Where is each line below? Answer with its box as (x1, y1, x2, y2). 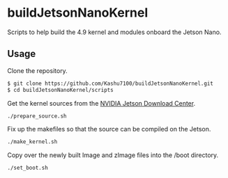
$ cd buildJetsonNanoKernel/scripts (7, 86, 114, 93)
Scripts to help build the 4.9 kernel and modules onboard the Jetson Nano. (7, 28, 222, 36)
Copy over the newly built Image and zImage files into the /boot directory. (7, 151, 219, 159)
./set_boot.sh (7, 165, 49, 172)
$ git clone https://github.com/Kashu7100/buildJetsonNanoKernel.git (7, 80, 214, 87)
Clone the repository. (7, 66, 68, 74)
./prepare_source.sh (7, 113, 68, 120)
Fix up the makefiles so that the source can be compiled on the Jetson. (7, 125, 211, 133)
